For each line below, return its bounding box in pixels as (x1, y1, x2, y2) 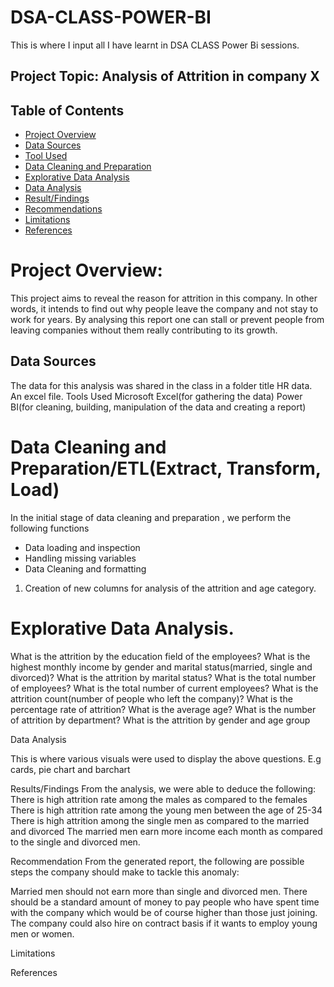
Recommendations (24, 203, 103, 215)
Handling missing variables (24, 552, 137, 564)
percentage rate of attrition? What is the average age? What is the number (10, 703, 317, 715)
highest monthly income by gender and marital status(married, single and (10, 661, 313, 673)
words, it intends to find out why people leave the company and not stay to (10, 303, 319, 315)
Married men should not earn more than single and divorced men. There (10, 885, 308, 897)
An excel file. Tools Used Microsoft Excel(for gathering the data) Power (10, 390, 303, 402)
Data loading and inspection (24, 541, 141, 553)
